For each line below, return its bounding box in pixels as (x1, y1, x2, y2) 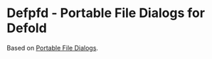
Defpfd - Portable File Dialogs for (6, 5, 206, 21)
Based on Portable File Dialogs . (6, 43, 99, 52)
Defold (6, 20, 47, 36)
